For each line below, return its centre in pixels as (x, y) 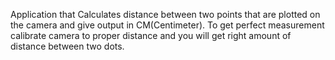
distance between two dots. (67, 46)
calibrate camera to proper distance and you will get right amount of (151, 35)
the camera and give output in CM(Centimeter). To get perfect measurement (167, 25)
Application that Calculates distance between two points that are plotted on (165, 14)
